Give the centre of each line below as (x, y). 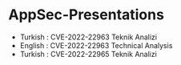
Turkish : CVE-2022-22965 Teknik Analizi (88, 54)
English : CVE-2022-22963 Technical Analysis (96, 45)
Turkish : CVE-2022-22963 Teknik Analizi (88, 37)
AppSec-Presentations (86, 15)
